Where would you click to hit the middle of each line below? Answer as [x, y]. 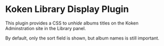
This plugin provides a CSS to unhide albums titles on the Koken [72, 23]
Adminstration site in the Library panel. [46, 28]
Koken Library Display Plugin [67, 9]
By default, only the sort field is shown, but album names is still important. [82, 38]
